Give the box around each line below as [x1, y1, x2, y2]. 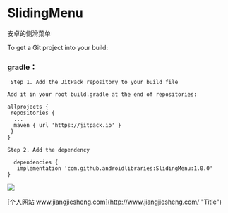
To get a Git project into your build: [7, 43, 108, 51]
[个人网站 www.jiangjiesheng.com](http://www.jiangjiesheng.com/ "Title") [7, 197, 222, 206]
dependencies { [13, 159, 59, 166]
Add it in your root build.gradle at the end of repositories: [7, 91, 198, 98]
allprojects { [7, 104, 49, 111]
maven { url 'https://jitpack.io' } [13, 122, 121, 129]
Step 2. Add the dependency [7, 147, 90, 154]
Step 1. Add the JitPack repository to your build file [10, 79, 179, 86]
